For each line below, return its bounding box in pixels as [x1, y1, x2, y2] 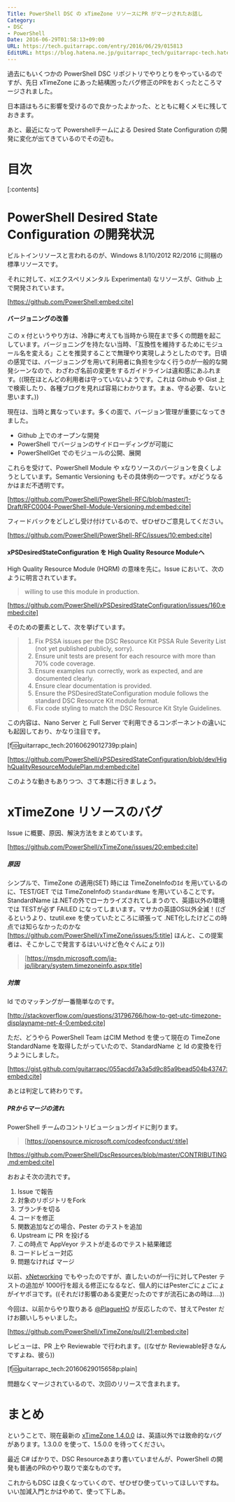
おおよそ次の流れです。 [7, 1173, 75, 1180]
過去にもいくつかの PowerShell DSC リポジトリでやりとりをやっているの [7, 69, 217, 78]
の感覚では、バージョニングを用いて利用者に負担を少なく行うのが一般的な [7, 357, 222, 366]
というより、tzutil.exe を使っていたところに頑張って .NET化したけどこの [13, 914, 222, 922]
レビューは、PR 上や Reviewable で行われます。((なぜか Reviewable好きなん [7, 1342, 227, 1350]
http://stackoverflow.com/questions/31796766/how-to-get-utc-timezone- [9, 1012, 222, 1020]
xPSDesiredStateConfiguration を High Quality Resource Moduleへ [7, 548, 205, 556]
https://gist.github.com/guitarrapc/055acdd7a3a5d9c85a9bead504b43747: [9, 1065, 228, 1073]
